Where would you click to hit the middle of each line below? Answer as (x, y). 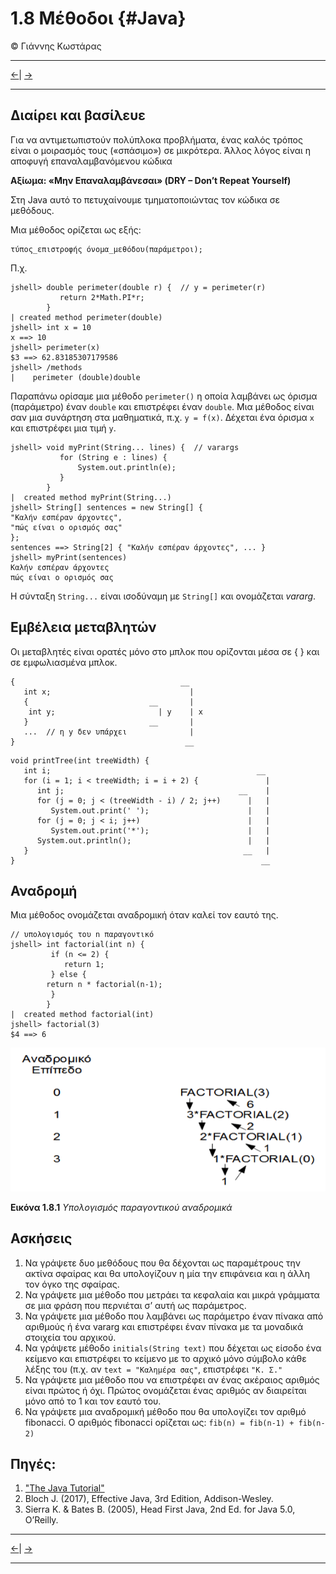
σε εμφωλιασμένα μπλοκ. (64, 662)
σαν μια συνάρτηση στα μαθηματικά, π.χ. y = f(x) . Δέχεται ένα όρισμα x (162, 417)
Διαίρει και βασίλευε (78, 115)
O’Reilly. (41, 1520)
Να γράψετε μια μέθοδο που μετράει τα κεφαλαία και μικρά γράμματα (172, 1294)
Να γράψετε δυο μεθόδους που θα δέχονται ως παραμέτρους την (163, 1263)
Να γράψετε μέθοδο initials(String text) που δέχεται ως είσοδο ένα (173, 1348)
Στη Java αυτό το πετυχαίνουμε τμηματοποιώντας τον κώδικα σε (145, 199)
